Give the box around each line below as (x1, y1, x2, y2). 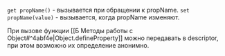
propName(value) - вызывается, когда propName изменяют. (7, 13, 180, 21)
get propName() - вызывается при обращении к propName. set (7, 6, 190, 14)
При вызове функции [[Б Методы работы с (7, 27, 134, 35)
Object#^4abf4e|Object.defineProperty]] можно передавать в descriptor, (7, 34, 219, 42)
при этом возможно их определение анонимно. (7, 41, 150, 49)
